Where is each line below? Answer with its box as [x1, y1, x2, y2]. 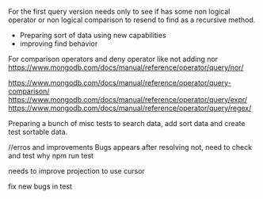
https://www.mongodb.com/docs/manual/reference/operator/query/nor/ [8, 63, 244, 72]
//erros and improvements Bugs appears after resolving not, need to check [8, 143, 252, 151]
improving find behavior [19, 39, 98, 48]
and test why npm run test [8, 151, 93, 160]
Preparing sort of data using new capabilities [19, 31, 166, 40]
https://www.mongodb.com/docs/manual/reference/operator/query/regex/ [8, 103, 252, 113]
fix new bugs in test [8, 182, 73, 191]
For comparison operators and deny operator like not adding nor [8, 55, 219, 63]
